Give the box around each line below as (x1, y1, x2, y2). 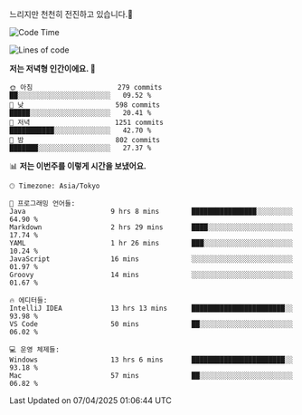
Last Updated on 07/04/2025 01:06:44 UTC (9, 395, 172, 406)
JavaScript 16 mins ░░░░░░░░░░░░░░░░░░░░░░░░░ (9, 255, 294, 264)
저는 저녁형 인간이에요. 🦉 (9, 63, 97, 73)
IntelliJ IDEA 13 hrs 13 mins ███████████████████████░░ (9, 304, 294, 313)
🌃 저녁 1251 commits (9, 118, 165, 127)
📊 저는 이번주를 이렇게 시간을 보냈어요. (9, 160, 147, 171)
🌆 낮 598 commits (9, 101, 161, 110)
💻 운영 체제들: (9, 345, 61, 354)
